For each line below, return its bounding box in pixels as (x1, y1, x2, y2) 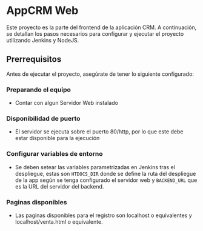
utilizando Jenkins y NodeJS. (6, 36, 79, 44)
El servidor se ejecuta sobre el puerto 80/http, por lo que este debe (15, 128, 184, 135)
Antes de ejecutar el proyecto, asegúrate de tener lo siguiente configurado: (6, 70, 194, 78)
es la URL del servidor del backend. (15, 182, 104, 190)
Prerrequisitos (6, 54, 62, 64)
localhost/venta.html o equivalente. (15, 218, 103, 225)
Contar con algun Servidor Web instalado (15, 99, 118, 107)
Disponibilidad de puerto (6, 114, 81, 122)
